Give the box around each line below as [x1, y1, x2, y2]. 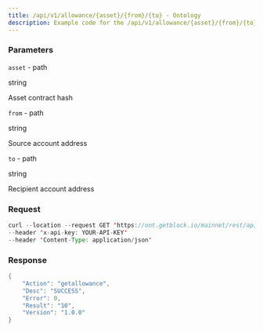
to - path [8, 154, 38, 163]
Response [8, 254, 47, 265]
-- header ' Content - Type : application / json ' [8, 236, 153, 244]
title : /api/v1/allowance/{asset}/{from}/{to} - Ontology [8, 11, 201, 20]
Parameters [8, 45, 53, 56]
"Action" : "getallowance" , [22, 279, 110, 287]
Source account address [8, 138, 88, 147]
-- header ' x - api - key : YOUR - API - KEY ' [8, 228, 128, 236]
